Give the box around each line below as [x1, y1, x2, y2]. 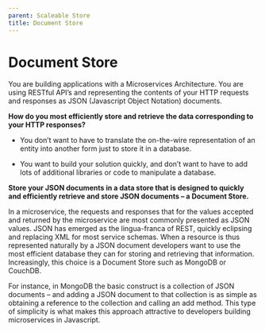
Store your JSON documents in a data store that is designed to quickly [8, 183, 244, 193]
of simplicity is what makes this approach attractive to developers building [8, 307, 252, 316]
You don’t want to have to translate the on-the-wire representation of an [19, 136, 255, 145]
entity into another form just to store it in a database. [19, 144, 192, 153]
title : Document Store [8, 19, 83, 27]
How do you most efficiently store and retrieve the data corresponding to [8, 112, 254, 122]
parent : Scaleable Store [8, 11, 90, 20]
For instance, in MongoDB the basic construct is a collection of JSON [8, 281, 235, 291]
